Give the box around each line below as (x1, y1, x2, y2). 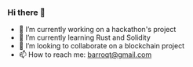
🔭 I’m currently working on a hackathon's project (18, 25, 177, 34)
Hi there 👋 (7, 7, 46, 18)
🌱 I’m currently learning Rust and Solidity (18, 33, 151, 42)
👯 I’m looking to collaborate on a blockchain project (18, 41, 185, 51)
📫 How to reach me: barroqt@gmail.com (18, 50, 152, 59)
